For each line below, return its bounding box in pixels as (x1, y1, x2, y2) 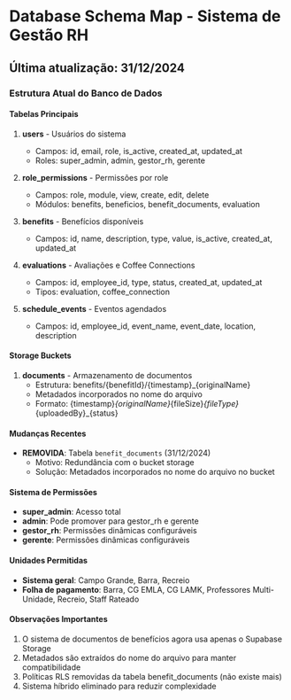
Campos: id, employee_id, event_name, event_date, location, (34, 321, 257, 331)
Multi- (252, 584, 275, 595)
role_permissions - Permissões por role (21, 172, 169, 183)
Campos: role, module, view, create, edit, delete (34, 189, 210, 200)
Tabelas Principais (9, 109, 79, 120)
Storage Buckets (9, 350, 73, 361)
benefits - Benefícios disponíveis (21, 215, 144, 227)
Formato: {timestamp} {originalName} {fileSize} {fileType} (34, 398, 240, 408)
